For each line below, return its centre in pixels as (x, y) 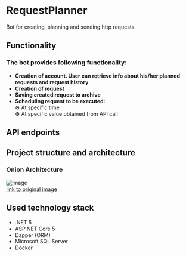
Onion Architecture (35, 169)
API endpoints (33, 133)
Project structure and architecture (71, 153)
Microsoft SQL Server (41, 241)
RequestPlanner (47, 10)
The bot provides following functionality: (66, 63)
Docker (24, 248)
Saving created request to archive (58, 95)
